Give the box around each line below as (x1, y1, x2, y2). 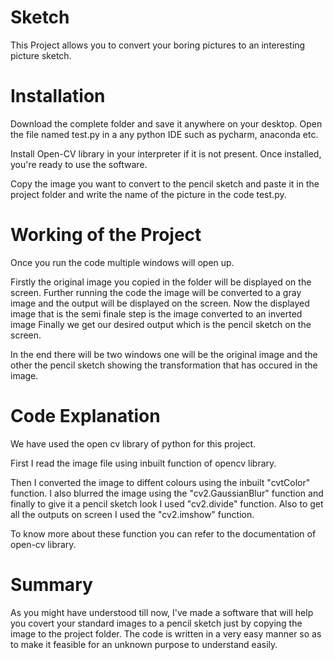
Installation (10, 85, 106, 108)
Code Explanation (10, 405, 161, 427)
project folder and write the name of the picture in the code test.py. (10, 188, 287, 200)
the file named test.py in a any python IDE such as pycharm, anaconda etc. (10, 128, 319, 140)
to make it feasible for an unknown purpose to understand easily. (10, 638, 278, 650)
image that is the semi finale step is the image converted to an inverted (10, 307, 303, 320)
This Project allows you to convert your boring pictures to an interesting (10, 39, 306, 51)
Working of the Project (10, 224, 202, 246)
